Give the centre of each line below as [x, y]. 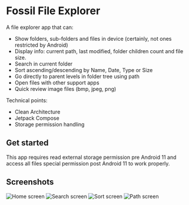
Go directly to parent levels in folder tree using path [77, 76]
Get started [27, 143]
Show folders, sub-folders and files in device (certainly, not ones [93, 38]
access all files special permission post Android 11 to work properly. [88, 163]
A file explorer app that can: [40, 27]
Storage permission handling [49, 124]
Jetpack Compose [37, 118]
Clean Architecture [37, 112]
